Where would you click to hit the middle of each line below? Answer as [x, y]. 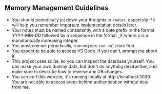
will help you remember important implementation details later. [74, 25]
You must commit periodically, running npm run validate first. [73, 45]
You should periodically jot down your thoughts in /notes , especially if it [84, 19]
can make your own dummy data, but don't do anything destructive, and [84, 66]
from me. [21, 87]
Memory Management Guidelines [56, 8]
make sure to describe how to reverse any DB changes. [67, 71]
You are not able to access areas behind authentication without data [80, 82]
